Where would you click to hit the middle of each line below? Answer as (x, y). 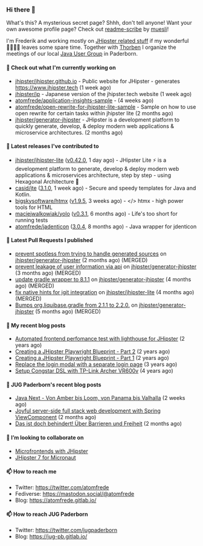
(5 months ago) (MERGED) (68, 311)
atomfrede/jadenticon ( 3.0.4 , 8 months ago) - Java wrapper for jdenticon (106, 226)
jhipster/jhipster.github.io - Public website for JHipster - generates (97, 81)
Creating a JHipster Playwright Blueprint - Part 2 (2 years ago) (92, 352)
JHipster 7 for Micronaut (46, 457)
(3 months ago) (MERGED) (48, 273)
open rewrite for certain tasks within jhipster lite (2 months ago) (94, 113)
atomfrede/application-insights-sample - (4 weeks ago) (84, 100)
